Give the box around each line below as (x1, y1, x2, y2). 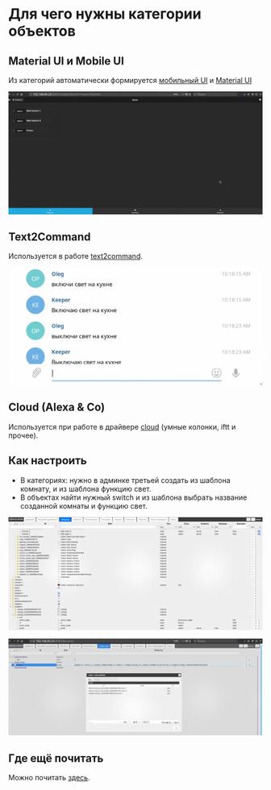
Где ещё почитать (8, 751, 104, 765)
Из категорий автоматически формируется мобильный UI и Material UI (8, 76, 252, 85)
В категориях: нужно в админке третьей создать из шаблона (19, 475, 231, 484)
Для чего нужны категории (8, 5, 202, 23)
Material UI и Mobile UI (8, 54, 125, 68)
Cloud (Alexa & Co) (8, 401, 106, 414)
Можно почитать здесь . (8, 773, 90, 783)
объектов (8, 22, 77, 40)
